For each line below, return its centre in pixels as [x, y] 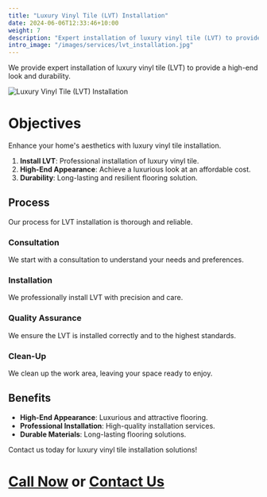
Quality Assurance [45, 318]
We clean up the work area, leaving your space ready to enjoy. [110, 373]
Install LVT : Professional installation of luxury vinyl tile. [109, 161]
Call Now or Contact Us [87, 482]
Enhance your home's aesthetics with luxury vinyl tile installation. [115, 146]
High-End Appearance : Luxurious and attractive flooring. [114, 417]
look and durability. [40, 76]
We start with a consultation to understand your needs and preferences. [126, 260]
